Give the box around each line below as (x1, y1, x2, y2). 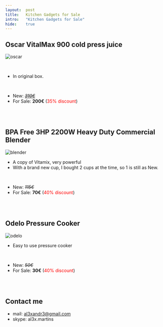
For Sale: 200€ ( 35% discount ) (12, 98, 78, 104)
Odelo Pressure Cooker (5, 219, 80, 228)
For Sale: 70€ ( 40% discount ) (12, 189, 75, 195)
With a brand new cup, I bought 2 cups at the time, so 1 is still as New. (12, 164, 158, 170)
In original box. (12, 73, 44, 79)
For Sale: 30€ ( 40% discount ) (12, 267, 75, 273)
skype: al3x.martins (12, 316, 54, 322)
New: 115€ (12, 184, 34, 190)
